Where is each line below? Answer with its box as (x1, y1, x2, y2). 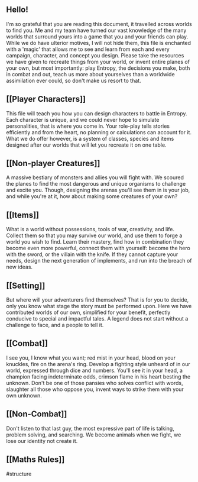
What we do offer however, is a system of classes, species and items (6, 135, 174, 142)
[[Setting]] (6, 280, 46, 290)
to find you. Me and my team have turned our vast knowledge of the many (6, 27, 187, 34)
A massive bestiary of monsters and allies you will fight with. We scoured (6, 174, 184, 181)
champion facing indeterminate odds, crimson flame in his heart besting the (6, 373, 191, 380)
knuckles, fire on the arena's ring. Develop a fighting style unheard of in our (6, 360, 190, 367)
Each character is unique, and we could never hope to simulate (6, 116, 160, 123)
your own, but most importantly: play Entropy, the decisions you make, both (6, 64, 190, 72)
